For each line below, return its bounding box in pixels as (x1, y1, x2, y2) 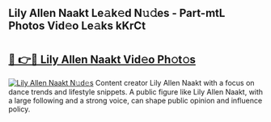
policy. (8, 104, 31, 114)
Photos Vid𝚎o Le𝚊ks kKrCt (8, 19, 146, 33)
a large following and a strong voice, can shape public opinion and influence (8, 96, 263, 105)
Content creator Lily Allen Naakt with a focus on (95, 78, 255, 87)
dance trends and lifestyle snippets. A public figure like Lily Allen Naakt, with (8, 87, 264, 96)
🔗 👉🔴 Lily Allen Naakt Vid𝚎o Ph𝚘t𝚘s (8, 53, 197, 66)
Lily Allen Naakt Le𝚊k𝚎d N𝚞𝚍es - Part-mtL (8, 6, 226, 20)
